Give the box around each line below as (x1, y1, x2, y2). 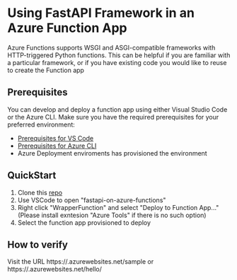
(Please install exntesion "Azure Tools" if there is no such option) (17, 211, 207, 219)
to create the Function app (7, 66, 85, 74)
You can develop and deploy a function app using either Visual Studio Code (7, 105, 228, 114)
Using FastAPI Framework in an (7, 5, 195, 21)
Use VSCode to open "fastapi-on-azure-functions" (17, 196, 166, 204)
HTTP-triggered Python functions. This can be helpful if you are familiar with (7, 51, 231, 59)
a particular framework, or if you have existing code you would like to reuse (7, 58, 227, 66)
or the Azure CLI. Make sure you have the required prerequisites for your (7, 112, 219, 121)
